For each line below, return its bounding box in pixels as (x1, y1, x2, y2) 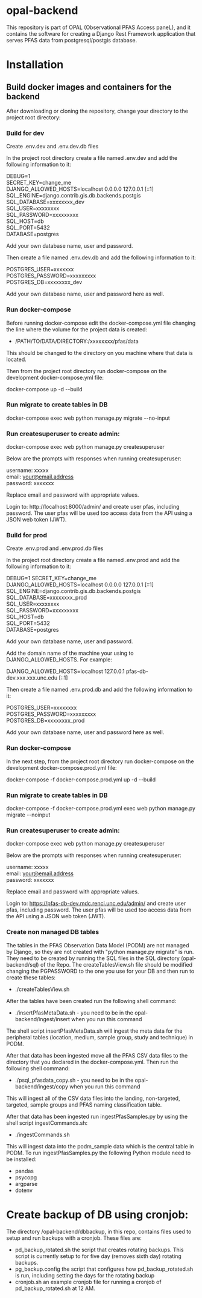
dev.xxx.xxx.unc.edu (6, 674, 58, 681)
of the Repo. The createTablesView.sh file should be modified (40, 961, 193, 968)
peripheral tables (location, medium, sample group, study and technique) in (6, 1033, 194, 1041)
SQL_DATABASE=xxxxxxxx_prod (6, 594, 87, 601)
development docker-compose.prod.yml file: (6, 764, 117, 771)
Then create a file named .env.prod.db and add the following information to (6, 686, 193, 694)
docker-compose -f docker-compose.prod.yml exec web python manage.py (6, 805, 196, 812)
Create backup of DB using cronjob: (6, 1208, 189, 1221)
